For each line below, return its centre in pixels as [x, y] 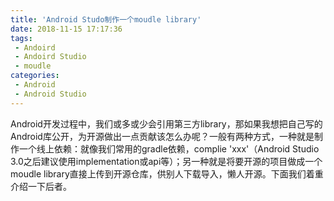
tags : [21, 38]
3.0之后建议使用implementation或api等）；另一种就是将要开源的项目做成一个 [166, 161]
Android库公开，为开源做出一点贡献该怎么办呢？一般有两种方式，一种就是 [162, 136]
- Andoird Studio [50, 57]
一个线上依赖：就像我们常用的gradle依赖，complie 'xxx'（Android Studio [169, 148]
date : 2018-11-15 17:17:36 [66, 29]
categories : [35, 76]
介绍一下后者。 [41, 186]
